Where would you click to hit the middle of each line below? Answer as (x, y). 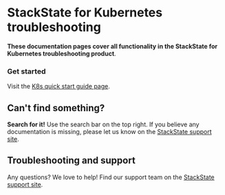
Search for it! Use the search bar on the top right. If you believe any (103, 124)
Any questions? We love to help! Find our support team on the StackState (111, 177)
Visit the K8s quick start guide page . (58, 87)
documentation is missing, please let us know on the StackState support (109, 132)
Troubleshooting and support (71, 160)
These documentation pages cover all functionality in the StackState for (112, 46)
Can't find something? (56, 108)
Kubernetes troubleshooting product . (62, 54)
